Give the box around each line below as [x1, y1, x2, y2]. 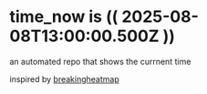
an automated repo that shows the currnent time [9, 56, 191, 67]
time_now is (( [9, 6, 119, 27]
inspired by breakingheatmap [9, 73, 120, 84]
